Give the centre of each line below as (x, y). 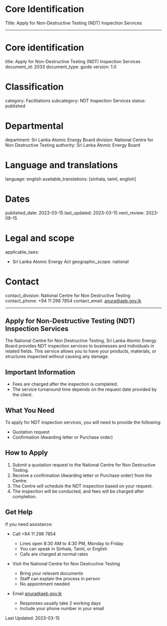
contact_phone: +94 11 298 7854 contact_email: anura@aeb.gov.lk (73, 301)
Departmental (34, 126)
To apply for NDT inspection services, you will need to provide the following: (83, 422)
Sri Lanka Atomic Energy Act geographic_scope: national (71, 262)
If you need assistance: (29, 524)
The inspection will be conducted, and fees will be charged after (78, 491)
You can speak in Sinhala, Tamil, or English (64, 548)
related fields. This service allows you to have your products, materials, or (81, 351)
